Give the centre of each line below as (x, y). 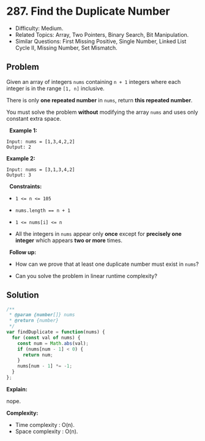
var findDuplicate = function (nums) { (56, 332)
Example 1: (23, 130)
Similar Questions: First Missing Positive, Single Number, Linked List (101, 41)
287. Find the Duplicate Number (88, 11)
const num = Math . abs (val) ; (53, 343)
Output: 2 (19, 147)
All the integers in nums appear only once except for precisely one (98, 233)
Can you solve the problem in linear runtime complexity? (86, 276)
